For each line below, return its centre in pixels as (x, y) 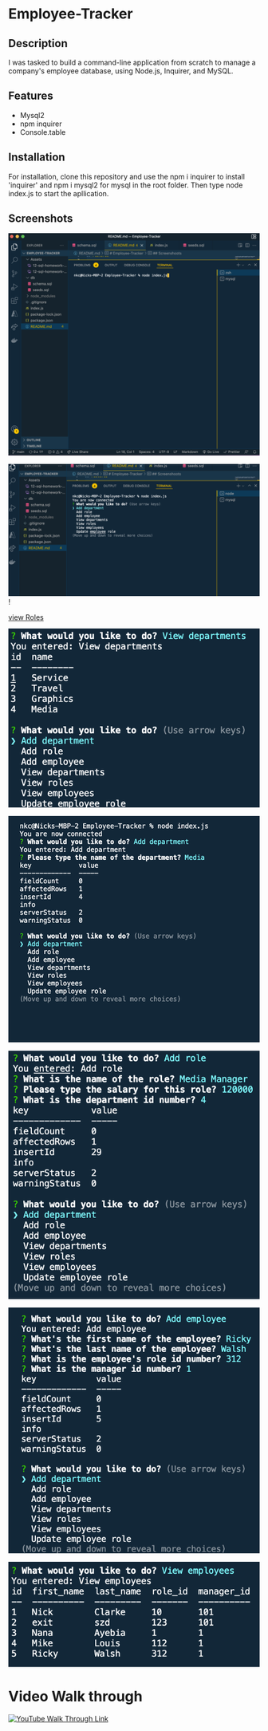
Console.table (43, 132)
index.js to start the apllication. (59, 193)
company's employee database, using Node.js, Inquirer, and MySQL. (121, 71)
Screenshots (41, 219)
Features (31, 96)
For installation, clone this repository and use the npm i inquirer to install (127, 176)
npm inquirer (41, 124)
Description (38, 43)
